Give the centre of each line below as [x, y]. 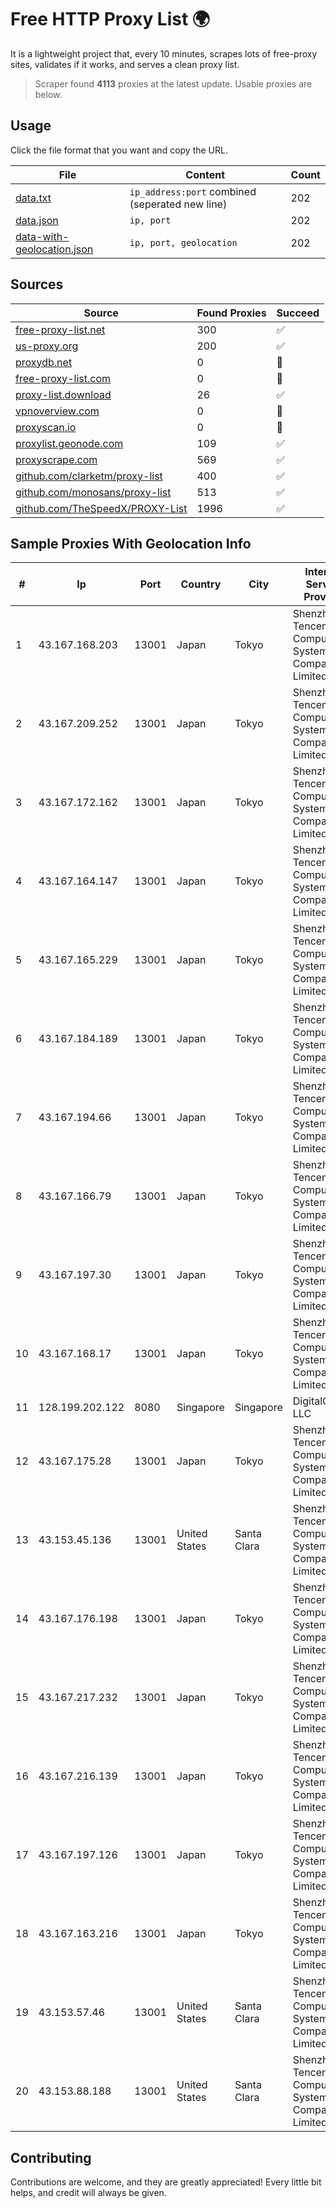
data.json [37, 220]
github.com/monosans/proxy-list [93, 492]
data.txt [33, 198]
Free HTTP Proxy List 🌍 [110, 19]
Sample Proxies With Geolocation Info [131, 543]
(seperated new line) [178, 204]
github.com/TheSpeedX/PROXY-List [101, 508]
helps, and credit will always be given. [88, 2193]
